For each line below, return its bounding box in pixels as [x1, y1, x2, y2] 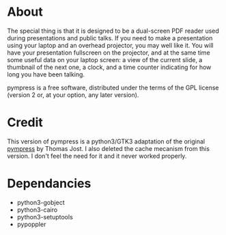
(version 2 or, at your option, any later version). [7, 90, 139, 99]
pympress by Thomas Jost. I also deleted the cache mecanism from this [7, 144, 210, 152]
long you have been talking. [7, 70, 85, 79]
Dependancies [7, 176, 91, 191]
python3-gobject [16, 198, 65, 206]
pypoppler [16, 220, 46, 228]
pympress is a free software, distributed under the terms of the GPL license [7, 83, 219, 92]
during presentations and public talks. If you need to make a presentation [7, 33, 213, 42]
